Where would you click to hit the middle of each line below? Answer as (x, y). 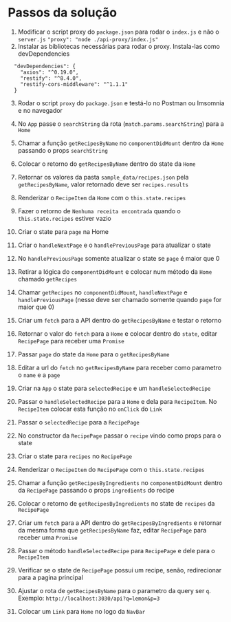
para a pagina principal (50, 577)
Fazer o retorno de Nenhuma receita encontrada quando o (99, 211)
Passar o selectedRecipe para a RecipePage (78, 422)
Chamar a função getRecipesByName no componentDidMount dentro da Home (121, 143)
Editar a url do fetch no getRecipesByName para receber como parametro (120, 367)
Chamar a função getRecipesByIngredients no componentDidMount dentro (120, 482)
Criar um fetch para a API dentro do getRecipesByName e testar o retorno (120, 320)
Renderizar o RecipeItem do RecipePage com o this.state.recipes (111, 469)
